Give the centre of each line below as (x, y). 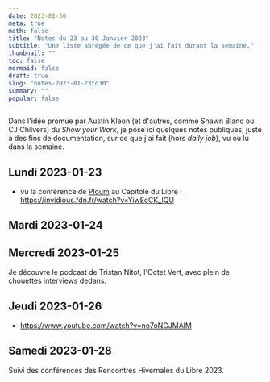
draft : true (28, 76)
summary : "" (28, 91)
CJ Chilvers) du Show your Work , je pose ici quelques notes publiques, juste (135, 130)
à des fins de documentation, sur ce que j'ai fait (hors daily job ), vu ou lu (129, 139)
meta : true (27, 23)
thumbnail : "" (32, 53)
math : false (28, 31)
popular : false (34, 98)
